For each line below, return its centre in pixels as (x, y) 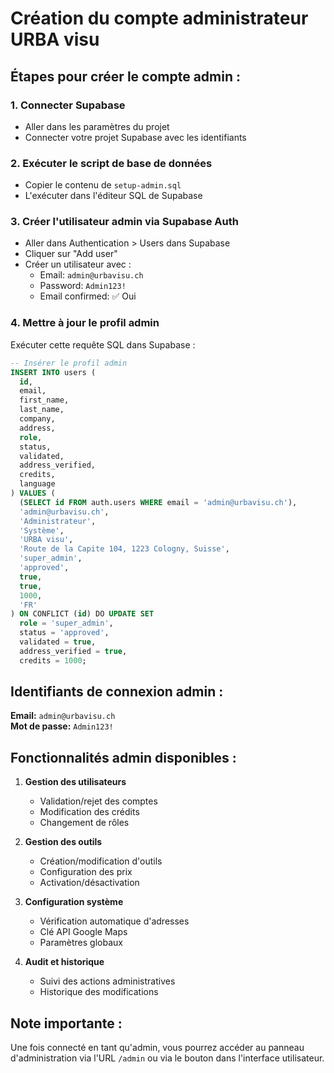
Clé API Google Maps (83, 932)
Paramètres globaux (81, 943)
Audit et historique (64, 962)
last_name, (42, 410)
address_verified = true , (73, 651)
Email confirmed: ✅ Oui (88, 296)
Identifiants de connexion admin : (117, 692)
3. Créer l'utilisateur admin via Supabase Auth (124, 222)
